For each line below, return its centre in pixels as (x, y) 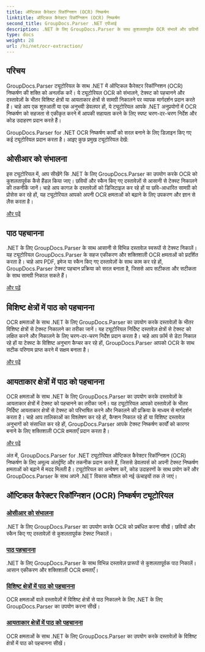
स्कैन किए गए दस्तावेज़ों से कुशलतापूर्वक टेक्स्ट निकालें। (59, 533)
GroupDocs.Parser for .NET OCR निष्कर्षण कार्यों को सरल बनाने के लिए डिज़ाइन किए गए (99, 132)
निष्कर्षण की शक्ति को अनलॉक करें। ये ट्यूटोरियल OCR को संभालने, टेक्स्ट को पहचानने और (95, 93)
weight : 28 (20, 40)
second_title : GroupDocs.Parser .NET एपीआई (61, 23)
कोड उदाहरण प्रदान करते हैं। (34, 120)
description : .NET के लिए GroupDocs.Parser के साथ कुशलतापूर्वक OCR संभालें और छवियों (102, 29)
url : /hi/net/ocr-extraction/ (45, 47)
